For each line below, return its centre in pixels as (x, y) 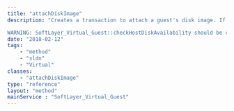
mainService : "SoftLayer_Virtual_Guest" (68, 97)
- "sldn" (32, 59)
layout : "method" (32, 91)
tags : (15, 46)
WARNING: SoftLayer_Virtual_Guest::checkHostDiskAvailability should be (115, 33)
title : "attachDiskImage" (45, 14)
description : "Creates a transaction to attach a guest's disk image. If (117, 20)
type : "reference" (34, 84)
